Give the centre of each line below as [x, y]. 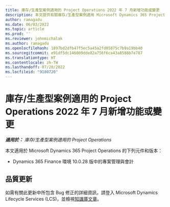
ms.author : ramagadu [27, 44]
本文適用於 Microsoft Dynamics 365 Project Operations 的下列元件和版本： [84, 150]
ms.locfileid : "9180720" [32, 72]
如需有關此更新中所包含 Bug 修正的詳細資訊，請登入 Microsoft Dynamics [82, 192]
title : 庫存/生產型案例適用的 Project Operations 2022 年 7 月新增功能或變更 [82, 10]
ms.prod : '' [18, 34]
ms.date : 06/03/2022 [27, 24]
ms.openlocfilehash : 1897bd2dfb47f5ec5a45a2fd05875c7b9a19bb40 [74, 48]
